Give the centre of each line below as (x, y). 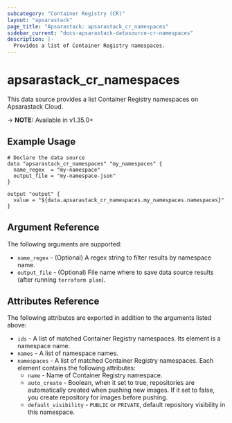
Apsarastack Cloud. (35, 106)
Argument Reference (53, 227)
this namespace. (51, 412)
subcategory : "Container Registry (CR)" (66, 13)
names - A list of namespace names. (68, 353)
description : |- (30, 39)
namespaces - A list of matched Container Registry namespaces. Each (115, 361)
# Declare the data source (46, 157)
